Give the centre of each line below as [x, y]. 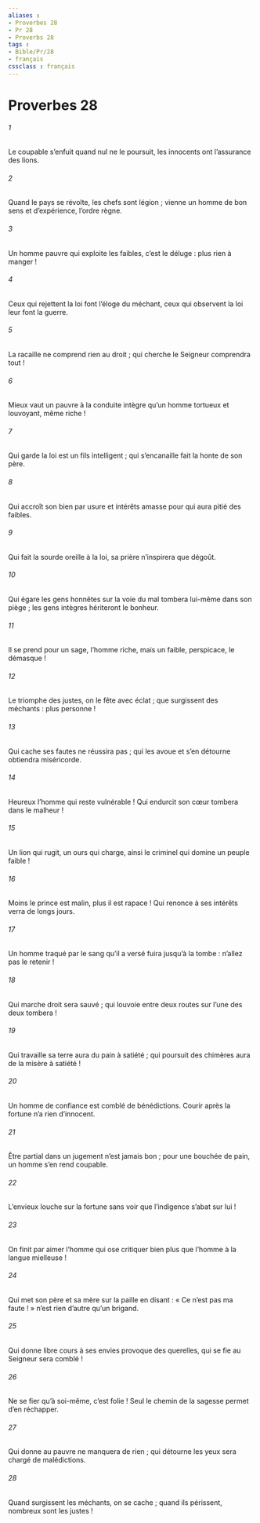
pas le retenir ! [31, 962]
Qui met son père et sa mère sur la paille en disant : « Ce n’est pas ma [121, 1299]
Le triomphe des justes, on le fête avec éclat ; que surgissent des [113, 700]
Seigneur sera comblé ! [46, 1359]
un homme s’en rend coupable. [58, 1165]
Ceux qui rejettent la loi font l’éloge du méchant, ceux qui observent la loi [126, 304]
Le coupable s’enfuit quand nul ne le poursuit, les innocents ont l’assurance [130, 152]
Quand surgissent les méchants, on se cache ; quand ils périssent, [116, 1502]
